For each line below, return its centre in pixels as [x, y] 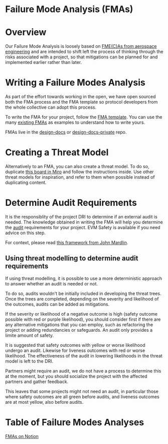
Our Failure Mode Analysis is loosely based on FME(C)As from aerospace [81, 46]
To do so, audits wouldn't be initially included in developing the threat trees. [83, 293]
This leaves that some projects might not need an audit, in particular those [82, 391]
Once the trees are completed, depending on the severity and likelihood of [82, 299]
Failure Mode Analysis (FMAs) [69, 9]
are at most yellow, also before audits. [44, 402]
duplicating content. [26, 182]
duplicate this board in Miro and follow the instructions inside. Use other [79, 172]
